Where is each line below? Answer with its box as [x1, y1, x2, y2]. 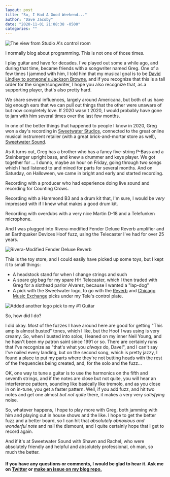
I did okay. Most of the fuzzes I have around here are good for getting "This [5, 323, 163, 329]
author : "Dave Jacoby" [5, 17, 53, 22]
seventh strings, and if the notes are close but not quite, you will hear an [5, 376, 156, 382]
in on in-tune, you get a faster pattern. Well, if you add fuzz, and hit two [5, 386, 155, 392]
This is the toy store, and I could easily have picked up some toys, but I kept [5, 256, 164, 262]
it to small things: [5, 262, 41, 268]
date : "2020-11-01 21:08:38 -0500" [5, 21, 81, 27]
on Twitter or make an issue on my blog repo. [5, 466, 103, 472]
